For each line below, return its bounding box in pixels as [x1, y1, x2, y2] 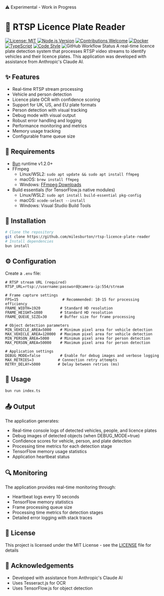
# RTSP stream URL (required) [5, 280, 67, 285]
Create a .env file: [5, 270, 41, 276]
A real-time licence [116, 43, 155, 49]
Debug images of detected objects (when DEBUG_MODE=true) [12, 433, 140, 439]
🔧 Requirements [5, 147, 55, 156]
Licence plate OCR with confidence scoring [12, 96, 101, 103]
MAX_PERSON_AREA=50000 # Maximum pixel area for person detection [5, 340, 151, 345]
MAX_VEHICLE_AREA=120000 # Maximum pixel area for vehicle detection [5, 331, 153, 337]
